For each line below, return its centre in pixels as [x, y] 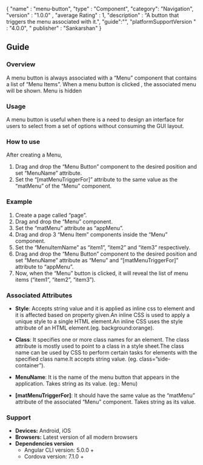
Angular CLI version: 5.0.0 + [59, 450]
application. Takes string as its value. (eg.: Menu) [76, 383]
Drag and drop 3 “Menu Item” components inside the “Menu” [91, 234]
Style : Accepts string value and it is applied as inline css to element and [105, 308]
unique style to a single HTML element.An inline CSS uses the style [99, 321]
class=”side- [155, 359]
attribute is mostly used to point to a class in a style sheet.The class [100, 346]
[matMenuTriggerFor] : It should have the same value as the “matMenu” [105, 395]
